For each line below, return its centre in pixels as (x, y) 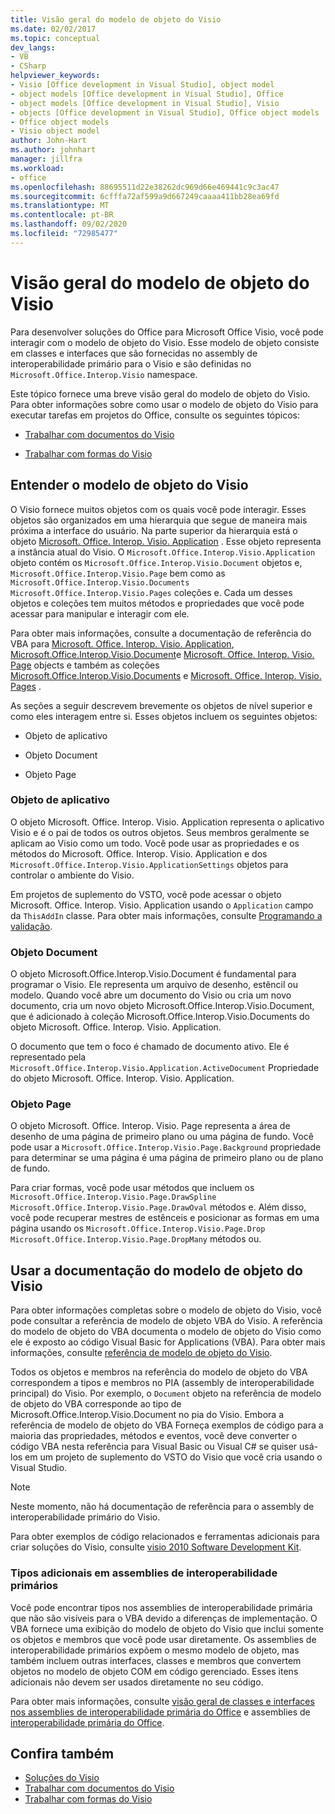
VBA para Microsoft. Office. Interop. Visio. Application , (122, 643)
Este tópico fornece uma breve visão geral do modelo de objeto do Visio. (160, 393)
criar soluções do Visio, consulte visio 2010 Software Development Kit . (156, 1547)
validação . (31, 926)
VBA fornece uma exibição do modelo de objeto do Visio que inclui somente (167, 1628)
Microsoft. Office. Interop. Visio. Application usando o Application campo (162, 905)
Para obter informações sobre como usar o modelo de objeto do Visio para (164, 404)
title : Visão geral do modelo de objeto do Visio (116, 19)
